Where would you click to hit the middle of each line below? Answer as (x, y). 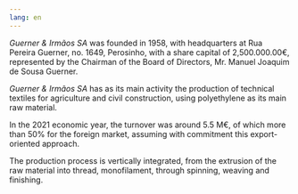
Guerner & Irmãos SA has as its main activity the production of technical (142, 88)
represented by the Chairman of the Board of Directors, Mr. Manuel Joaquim (149, 61)
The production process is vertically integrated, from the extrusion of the (143, 160)
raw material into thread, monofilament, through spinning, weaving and (140, 170)
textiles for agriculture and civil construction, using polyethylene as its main (148, 98)
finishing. (26, 180)
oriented (25, 143)
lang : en (25, 17)
